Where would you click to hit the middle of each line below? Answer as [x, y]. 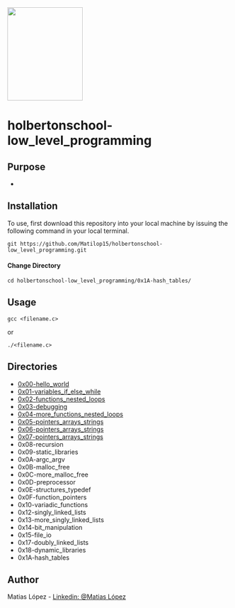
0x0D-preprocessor [47, 482]
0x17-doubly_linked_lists [53, 542]
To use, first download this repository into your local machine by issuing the [118, 223]
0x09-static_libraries [48, 452]
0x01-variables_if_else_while [59, 391]
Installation [33, 206]
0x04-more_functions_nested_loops [70, 414]
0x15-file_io [34, 535]
